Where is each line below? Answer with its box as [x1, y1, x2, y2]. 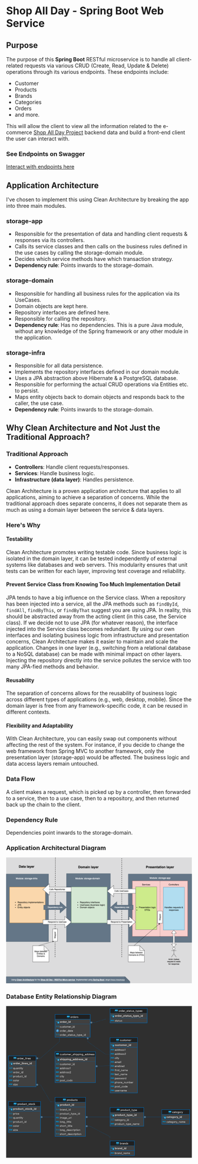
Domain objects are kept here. [14, 302, 88, 309]
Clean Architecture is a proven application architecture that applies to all [6, 487, 181, 494]
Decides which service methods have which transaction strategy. [14, 256, 174, 263]
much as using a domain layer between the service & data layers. [6, 506, 164, 513]
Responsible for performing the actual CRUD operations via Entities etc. [14, 381, 189, 388]
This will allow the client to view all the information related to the [6, 123, 162, 129]
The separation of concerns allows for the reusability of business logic [6, 689, 177, 697]
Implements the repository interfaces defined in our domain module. [14, 368, 181, 375]
